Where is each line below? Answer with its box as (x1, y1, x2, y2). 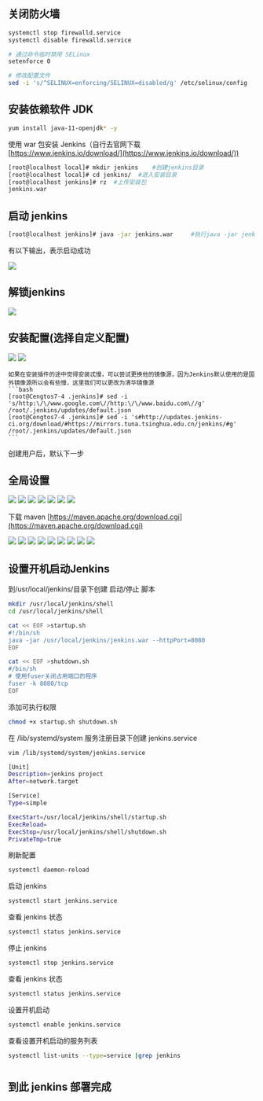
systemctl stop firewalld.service (8, 28, 122, 37)
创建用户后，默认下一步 (8, 448, 84, 458)
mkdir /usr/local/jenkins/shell (8, 600, 114, 608)
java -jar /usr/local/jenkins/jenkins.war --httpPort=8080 (8, 636, 206, 644)
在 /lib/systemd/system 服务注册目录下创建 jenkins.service (8, 733, 198, 742)
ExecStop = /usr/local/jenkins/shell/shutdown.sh (8, 828, 167, 836)
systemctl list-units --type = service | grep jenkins (8, 1051, 181, 1059)
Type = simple (8, 799, 47, 808)
